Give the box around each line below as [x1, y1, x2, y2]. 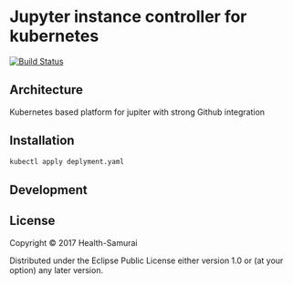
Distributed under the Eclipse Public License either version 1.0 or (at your [9, 255, 284, 266]
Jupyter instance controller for [9, 6, 247, 27]
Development [9, 182, 89, 198]
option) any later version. [9, 264, 103, 275]
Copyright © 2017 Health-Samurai [9, 237, 138, 248]
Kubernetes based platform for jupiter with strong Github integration [9, 107, 266, 117]
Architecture [9, 82, 84, 97]
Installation [9, 133, 75, 148]
